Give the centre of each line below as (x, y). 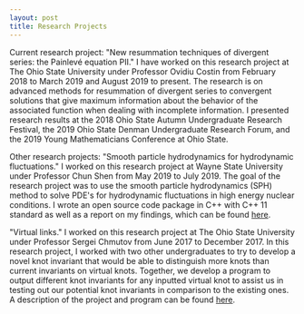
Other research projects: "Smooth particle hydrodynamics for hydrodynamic (152, 156)
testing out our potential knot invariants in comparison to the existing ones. (149, 289)
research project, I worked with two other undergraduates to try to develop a (153, 251)
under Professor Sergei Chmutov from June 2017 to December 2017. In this (149, 241)
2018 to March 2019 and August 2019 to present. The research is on (136, 81)
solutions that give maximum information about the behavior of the (134, 100)
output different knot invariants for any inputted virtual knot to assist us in (147, 280)
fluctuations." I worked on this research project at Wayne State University (147, 166)
